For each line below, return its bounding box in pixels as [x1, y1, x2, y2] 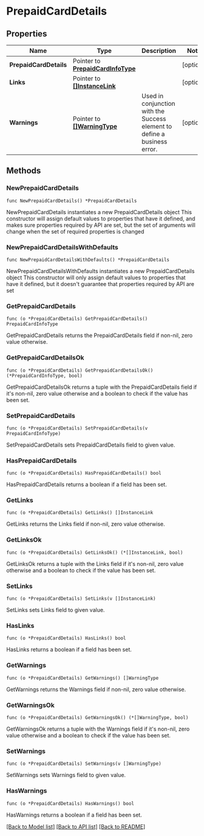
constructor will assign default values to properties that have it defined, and [6, 215, 195, 222]
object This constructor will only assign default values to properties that [6, 274, 186, 281]
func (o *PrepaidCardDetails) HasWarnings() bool [6, 800, 135, 807]
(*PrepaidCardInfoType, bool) [6, 372, 83, 378]
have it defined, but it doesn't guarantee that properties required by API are [6, 280, 194, 287]
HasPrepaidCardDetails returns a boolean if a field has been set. [6, 481, 167, 488]
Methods [6, 165, 41, 176]
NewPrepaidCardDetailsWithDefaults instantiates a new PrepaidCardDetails [6, 267, 195, 274]
